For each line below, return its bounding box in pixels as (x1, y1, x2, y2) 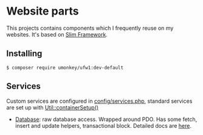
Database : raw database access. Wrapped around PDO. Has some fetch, (15, 116, 198, 123)
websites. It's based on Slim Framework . (6, 30, 108, 38)
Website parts (6, 4, 79, 18)
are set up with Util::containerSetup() (6, 103, 99, 111)
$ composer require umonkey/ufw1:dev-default (6, 64, 123, 71)
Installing (6, 49, 43, 59)
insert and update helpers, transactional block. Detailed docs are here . (15, 122, 191, 129)
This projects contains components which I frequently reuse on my (6, 24, 174, 32)
